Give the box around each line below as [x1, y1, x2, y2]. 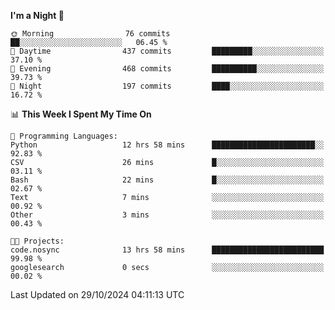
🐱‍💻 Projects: [10, 236, 65, 246]
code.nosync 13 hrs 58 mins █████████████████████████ [10, 245, 325, 255]
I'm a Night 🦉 [10, 10, 65, 21]
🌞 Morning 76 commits [10, 29, 171, 39]
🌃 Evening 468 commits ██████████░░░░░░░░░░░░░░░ [10, 64, 325, 74]
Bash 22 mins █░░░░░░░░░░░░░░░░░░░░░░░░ [10, 175, 325, 185]
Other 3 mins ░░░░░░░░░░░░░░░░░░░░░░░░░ [10, 210, 325, 220]
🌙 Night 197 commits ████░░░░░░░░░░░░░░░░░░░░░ [10, 81, 325, 91]
